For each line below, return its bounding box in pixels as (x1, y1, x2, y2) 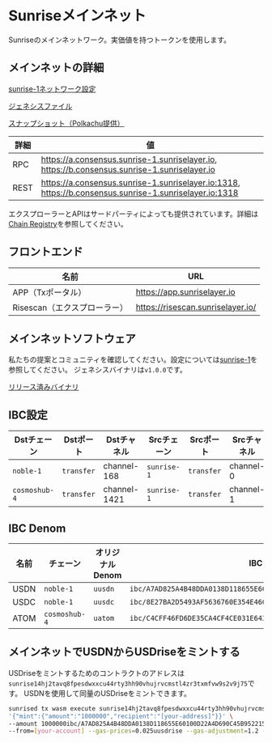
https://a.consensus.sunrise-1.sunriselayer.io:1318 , (40, 176, 240, 188)
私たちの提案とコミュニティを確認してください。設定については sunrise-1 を (8, 355, 258, 364)
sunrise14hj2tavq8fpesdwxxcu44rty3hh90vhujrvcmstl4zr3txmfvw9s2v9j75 (8, 680, 249, 688)
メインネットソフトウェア (8, 332, 136, 346)
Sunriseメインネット (8, 6, 147, 25)
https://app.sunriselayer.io (135, 286, 236, 297)
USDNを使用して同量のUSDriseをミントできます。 (23, 688, 192, 698)
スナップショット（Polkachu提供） (8, 118, 125, 128)
